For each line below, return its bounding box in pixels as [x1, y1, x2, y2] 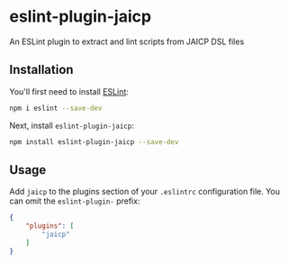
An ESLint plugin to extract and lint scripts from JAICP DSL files [9, 36, 245, 47]
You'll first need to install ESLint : [9, 86, 129, 96]
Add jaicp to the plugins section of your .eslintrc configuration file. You [9, 187, 281, 197]
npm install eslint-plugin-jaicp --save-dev [9, 137, 179, 146]
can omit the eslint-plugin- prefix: [9, 196, 140, 206]
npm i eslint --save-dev [9, 104, 103, 113]
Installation [9, 62, 74, 77]
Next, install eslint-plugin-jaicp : [9, 120, 135, 131]
